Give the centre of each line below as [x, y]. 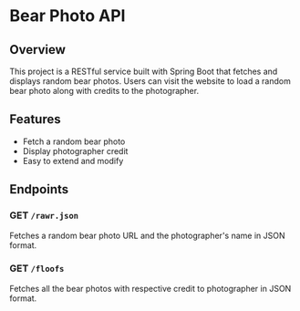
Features [35, 119]
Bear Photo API [67, 16]
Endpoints [39, 189]
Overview [38, 50]
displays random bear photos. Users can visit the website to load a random [150, 81]
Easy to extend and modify [73, 161]
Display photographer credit [75, 150]
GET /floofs [37, 268]
